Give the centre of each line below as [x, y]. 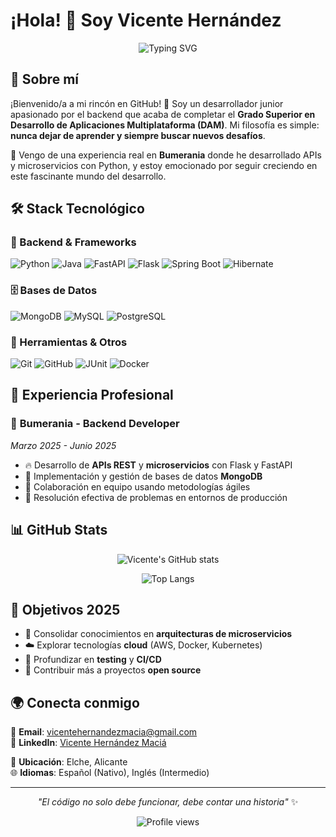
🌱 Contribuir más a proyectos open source [113, 670]
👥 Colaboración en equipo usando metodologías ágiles [137, 486]
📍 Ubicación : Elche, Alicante [69, 762]
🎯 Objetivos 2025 [65, 609]
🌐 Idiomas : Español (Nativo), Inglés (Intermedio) [110, 773]
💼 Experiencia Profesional [92, 395]
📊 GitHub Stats [59, 530]
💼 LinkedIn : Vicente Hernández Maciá [88, 743]
